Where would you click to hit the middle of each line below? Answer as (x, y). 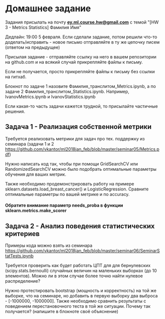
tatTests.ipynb (19, 256)
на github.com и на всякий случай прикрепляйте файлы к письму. (74, 62)
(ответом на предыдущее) (33, 47)
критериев (23, 234)
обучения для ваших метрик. (36, 174)
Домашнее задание (48, 9)
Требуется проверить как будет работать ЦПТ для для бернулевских (78, 266)
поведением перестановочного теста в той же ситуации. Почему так (78, 306)
